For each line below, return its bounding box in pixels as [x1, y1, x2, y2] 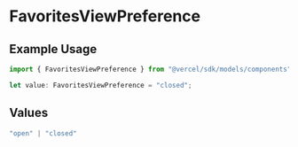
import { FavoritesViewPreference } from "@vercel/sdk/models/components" [9, 65, 292, 73]
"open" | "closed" [9, 128, 77, 138]
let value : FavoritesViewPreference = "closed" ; [9, 81, 192, 89]
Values [9, 105, 49, 120]
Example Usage [9, 42, 98, 57]
